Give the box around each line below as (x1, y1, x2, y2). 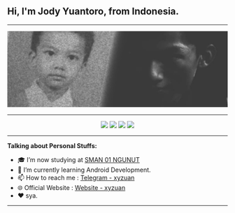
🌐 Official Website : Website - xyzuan (17, 183, 126, 191)
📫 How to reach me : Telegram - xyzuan (17, 173, 135, 182)
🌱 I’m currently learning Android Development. (17, 166, 152, 174)
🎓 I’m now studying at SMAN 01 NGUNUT (17, 155, 140, 163)
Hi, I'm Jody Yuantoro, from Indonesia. (7, 6, 180, 17)
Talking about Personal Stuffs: (7, 141, 97, 149)
